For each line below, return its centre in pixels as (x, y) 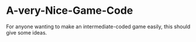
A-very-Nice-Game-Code (70, 11)
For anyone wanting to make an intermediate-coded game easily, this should (98, 26)
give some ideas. (27, 32)
